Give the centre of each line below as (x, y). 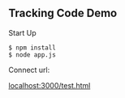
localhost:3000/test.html (50, 85)
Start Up (22, 32)
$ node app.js (32, 55)
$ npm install (32, 48)
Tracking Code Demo (63, 13)
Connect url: (29, 70)
